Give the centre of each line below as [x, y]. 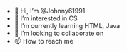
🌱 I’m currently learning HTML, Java [67, 26]
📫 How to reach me [44, 41]
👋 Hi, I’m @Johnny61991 [50, 11]
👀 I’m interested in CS [46, 18]
